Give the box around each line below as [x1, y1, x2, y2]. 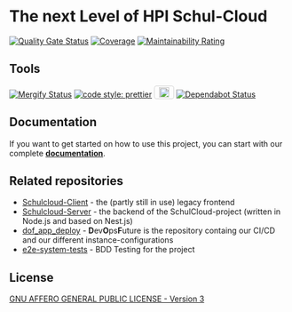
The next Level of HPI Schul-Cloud [9, 6, 268, 27]
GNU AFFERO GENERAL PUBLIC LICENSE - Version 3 [9, 293, 205, 304]
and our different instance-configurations [21, 235, 174, 245]
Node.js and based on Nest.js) [21, 216, 133, 227]
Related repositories [9, 173, 124, 188]
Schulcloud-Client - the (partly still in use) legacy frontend [21, 197, 235, 208]
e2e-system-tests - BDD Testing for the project [21, 244, 195, 255]
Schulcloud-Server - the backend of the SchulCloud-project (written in [21, 206, 281, 217]
